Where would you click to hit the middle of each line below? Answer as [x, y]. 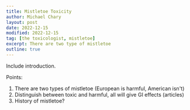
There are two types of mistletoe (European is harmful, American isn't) [99, 88]
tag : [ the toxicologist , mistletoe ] [51, 38]
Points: [14, 77]
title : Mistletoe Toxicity [39, 11]
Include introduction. [31, 66]
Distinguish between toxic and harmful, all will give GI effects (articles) [99, 94]
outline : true [23, 49]
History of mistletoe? [39, 101]
